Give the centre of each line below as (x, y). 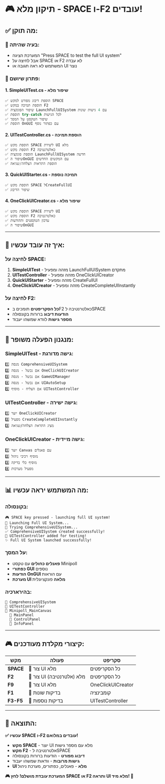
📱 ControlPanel (25, 619)
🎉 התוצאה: (21, 724)
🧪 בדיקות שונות (44, 692)
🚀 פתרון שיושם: (23, 78)
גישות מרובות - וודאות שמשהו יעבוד (46, 761)
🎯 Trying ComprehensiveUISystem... (41, 527)
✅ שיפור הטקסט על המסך (27, 119)
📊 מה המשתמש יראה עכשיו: (47, 490)
